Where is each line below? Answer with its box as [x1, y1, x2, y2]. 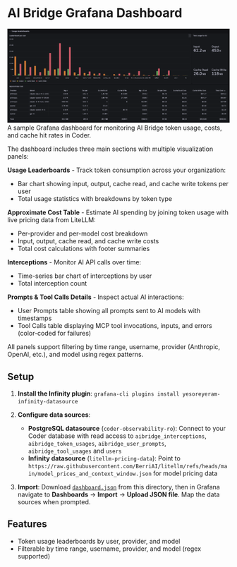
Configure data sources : [17, 410, 91, 419]
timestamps [17, 314, 52, 322]
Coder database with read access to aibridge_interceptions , [28, 432, 207, 440]
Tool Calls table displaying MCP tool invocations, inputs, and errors [17, 322, 213, 330]
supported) [17, 551, 51, 560]
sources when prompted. [17, 498, 91, 506]
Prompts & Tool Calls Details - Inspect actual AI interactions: [7, 293, 185, 301]
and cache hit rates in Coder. [7, 131, 92, 140]
